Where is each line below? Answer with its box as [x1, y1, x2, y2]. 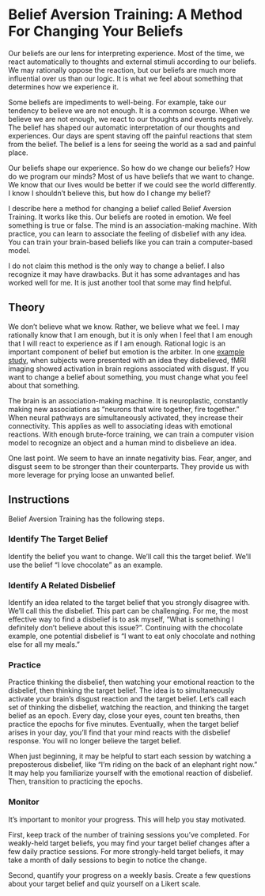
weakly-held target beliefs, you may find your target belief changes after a [8, 838, 251, 848]
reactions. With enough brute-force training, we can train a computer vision [8, 429, 255, 439]
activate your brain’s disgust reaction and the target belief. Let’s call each [8, 694, 247, 704]
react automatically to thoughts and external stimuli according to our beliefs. [8, 57, 257, 66]
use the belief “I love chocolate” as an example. [8, 560, 164, 569]
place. [8, 148, 29, 157]
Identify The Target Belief [8, 534, 108, 545]
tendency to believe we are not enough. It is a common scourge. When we [8, 105, 251, 115]
